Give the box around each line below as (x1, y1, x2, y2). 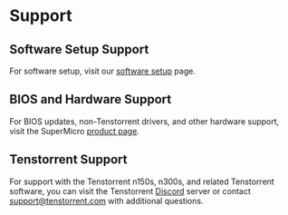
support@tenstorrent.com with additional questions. (9, 195, 204, 206)
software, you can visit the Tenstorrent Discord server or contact (9, 185, 251, 196)
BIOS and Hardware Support (9, 92, 172, 107)
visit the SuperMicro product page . (9, 125, 140, 136)
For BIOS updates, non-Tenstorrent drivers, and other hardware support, (9, 115, 280, 127)
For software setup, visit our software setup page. (9, 65, 197, 76)
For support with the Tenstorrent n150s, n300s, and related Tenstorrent (9, 176, 274, 187)
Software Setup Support (9, 42, 149, 57)
